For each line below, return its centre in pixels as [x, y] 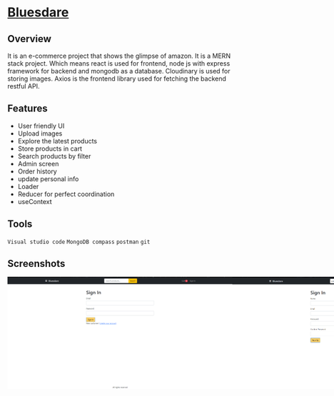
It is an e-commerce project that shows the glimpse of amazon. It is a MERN [119, 56]
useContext [35, 201]
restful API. [24, 86]
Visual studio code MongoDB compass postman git [79, 242]
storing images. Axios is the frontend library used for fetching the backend [117, 78]
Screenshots [36, 264]
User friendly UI [41, 126]
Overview [30, 39]
